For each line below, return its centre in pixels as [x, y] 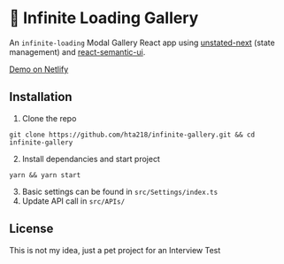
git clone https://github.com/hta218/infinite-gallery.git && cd [132, 135]
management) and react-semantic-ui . [77, 51]
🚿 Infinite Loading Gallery [104, 18]
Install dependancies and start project [91, 159]
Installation [41, 97]
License [31, 229]
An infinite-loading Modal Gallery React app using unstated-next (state [142, 43]
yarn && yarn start [45, 175]
